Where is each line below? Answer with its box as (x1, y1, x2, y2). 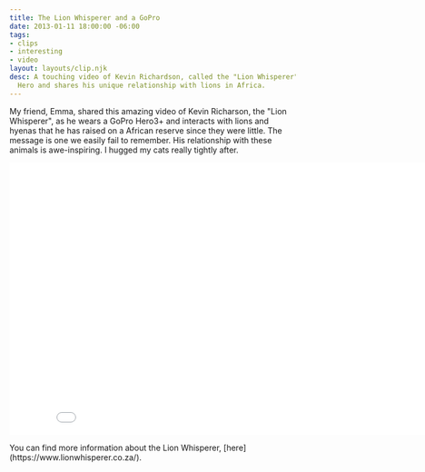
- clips (9, 38, 39, 48)
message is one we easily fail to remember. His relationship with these (9, 134, 272, 145)
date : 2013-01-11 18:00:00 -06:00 (9, 22, 141, 31)
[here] (223, 442, 247, 453)
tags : (9, 30, 30, 39)
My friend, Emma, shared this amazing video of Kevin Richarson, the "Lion (9, 105, 288, 116)
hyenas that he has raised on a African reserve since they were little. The (9, 124, 283, 136)
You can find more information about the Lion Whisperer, (9, 442, 222, 453)
